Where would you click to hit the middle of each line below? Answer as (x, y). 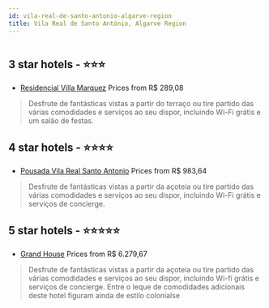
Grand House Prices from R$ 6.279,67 (83, 254)
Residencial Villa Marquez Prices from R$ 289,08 (102, 88)
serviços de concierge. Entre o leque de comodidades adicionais (137, 287)
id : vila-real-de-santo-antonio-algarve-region (90, 16)
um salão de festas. (61, 121)
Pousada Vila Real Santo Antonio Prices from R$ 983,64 (113, 171)
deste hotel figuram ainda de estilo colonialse (104, 295)
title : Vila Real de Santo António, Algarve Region (97, 24)
